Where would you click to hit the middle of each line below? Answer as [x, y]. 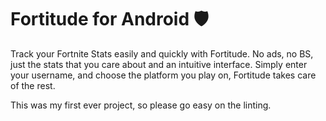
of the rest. [33, 85]
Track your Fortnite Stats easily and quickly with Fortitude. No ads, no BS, [162, 53]
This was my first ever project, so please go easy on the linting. [141, 105]
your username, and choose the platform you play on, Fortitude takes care [163, 75]
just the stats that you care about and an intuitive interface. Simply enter [159, 64]
